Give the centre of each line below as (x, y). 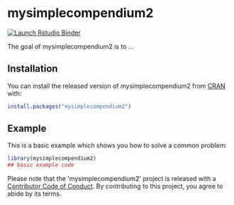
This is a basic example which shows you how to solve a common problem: (117, 145)
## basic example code (41, 165)
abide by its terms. (34, 194)
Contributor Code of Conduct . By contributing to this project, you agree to (115, 187)
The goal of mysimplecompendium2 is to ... (71, 46)
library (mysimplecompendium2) (52, 159)
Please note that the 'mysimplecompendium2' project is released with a (112, 179)
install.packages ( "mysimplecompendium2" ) (69, 106)
